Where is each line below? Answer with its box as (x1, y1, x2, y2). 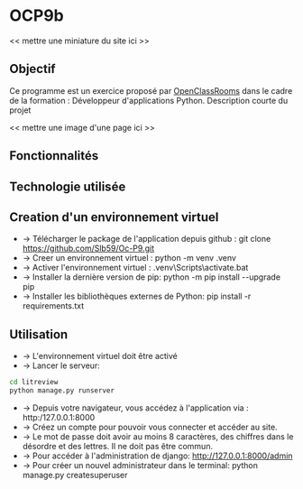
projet (9, 105, 32, 115)
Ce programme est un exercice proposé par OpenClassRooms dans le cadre (9, 85, 293, 96)
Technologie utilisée (9, 179, 126, 194)
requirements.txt (22, 300, 85, 311)
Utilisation (9, 327, 69, 342)
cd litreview (9, 378, 59, 387)
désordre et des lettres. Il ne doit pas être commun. (22, 440, 214, 451)
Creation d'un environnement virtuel (9, 209, 219, 225)
